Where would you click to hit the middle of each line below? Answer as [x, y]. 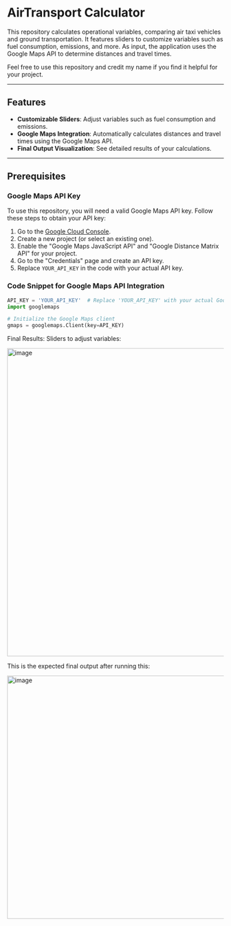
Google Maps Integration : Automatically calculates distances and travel [119, 134]
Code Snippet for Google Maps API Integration [86, 286]
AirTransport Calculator [76, 13]
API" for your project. [47, 253]
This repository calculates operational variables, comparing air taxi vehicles [114, 32]
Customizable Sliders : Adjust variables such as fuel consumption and [116, 119]
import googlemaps [33, 307]
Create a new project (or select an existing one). [85, 239]
